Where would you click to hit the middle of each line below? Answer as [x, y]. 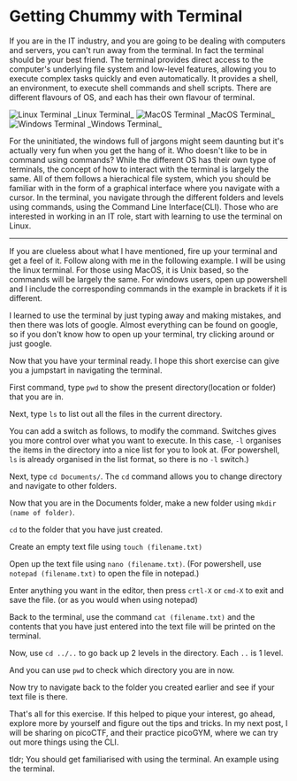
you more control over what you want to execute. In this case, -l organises [145, 440]
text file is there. [38, 696]
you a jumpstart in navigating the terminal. [86, 370]
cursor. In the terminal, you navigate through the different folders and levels [147, 197]
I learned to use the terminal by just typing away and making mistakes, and [145, 315]
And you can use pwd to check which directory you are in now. [122, 669]
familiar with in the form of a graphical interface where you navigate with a [145, 188]
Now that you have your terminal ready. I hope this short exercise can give [145, 360]
